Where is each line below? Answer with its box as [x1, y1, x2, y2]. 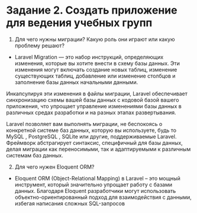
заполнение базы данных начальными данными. [14, 78, 138, 86]
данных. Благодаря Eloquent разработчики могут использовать [14, 187, 176, 194]
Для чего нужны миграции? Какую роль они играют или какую [14, 35, 175, 43]
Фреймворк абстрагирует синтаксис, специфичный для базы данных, [6, 139, 183, 146]
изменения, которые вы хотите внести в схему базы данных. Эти [14, 60, 180, 67]
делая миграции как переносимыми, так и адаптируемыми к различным [6, 146, 191, 153]
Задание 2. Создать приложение [6, 4, 177, 17]
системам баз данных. [6, 151, 64, 159]
